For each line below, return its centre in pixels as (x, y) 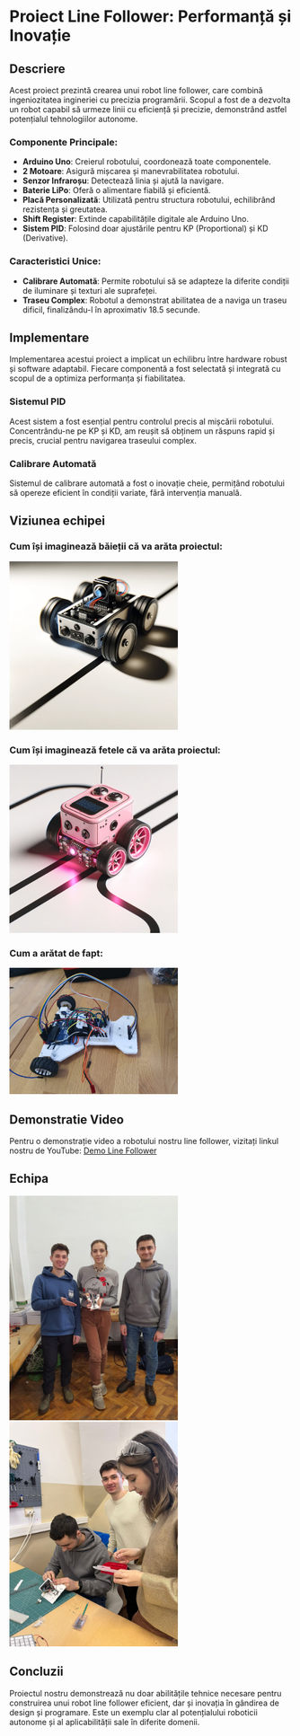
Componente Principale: (64, 142)
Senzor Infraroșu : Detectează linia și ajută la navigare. (123, 181)
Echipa (29, 1179)
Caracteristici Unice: (55, 261)
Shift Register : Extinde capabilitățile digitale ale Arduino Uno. (136, 219)
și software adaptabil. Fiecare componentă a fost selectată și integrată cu (145, 369)
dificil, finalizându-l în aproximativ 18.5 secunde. (111, 309)
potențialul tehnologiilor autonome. (74, 119)
